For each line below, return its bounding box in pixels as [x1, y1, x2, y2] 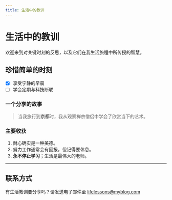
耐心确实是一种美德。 [12, 140, 58, 146]
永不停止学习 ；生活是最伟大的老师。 [12, 153, 90, 159]
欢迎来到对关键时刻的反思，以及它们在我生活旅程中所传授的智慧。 [5, 49, 144, 55]
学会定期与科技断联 [12, 87, 54, 93]
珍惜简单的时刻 [5, 65, 53, 74]
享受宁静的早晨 [12, 80, 45, 86]
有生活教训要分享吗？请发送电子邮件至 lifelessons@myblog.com [5, 188, 141, 195]
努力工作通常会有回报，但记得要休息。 [12, 147, 94, 153]
